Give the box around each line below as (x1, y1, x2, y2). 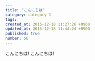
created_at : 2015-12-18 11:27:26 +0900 (5, 21, 90, 27)
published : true (5, 31, 40, 36)
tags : (5, 17, 17, 22)
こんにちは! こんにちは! (5, 50, 54, 56)
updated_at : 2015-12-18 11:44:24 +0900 (5, 26, 90, 32)
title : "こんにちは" (5, 7, 45, 13)
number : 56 (5, 36, 29, 41)
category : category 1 (5, 12, 52, 17)
